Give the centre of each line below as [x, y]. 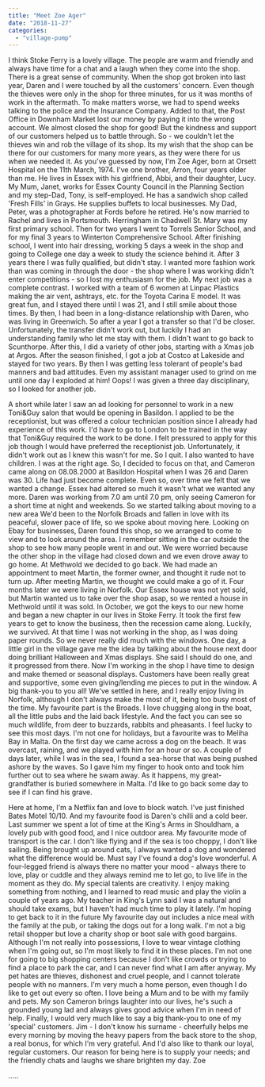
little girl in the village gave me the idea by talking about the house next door [132, 649]
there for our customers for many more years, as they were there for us [124, 153]
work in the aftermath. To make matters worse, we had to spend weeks [124, 102]
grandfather [28, 784]
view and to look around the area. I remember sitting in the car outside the [129, 540]
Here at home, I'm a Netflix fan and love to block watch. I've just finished [127, 808]
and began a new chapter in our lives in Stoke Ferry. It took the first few [125, 615]
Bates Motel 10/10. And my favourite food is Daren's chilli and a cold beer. [128, 816]
